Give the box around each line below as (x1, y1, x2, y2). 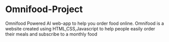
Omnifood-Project (5, 4, 83, 15)
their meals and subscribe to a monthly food (5, 31, 98, 37)
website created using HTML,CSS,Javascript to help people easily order (5, 25, 155, 31)
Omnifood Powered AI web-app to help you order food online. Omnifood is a (5, 20, 164, 26)
